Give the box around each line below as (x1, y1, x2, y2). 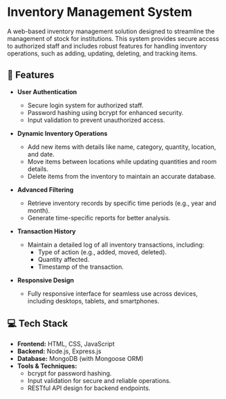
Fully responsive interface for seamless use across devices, (27, 289, 198, 298)
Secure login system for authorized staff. (27, 101, 144, 109)
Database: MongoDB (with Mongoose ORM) (17, 354, 144, 362)
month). (27, 206, 50, 215)
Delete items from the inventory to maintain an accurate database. (27, 172, 216, 180)
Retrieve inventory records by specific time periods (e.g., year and (27, 199, 216, 207)
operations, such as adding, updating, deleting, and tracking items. (7, 49, 198, 57)
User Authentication (17, 87, 77, 96)
